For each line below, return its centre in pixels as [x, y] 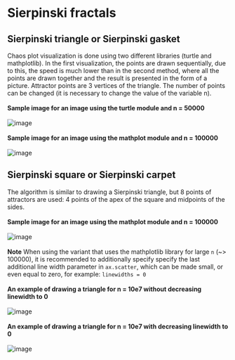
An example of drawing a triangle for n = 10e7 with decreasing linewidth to [118, 326]
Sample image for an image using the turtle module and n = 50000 [106, 108]
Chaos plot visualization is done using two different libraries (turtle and [109, 56]
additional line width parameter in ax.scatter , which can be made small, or [115, 266]
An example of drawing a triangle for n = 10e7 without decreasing [105, 289]
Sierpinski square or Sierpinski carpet [92, 175]
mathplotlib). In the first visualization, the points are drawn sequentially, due [117, 63]
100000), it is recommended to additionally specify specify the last [103, 259]
